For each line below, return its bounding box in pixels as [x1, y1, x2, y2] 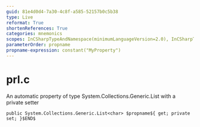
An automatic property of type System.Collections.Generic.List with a [6, 93, 176, 100]
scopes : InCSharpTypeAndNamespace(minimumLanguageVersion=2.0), [6, 36, 169, 42]
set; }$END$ [6, 115, 36, 122]
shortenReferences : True [6, 25, 68, 31]
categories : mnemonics [6, 31, 62, 37]
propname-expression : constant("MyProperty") [6, 47, 121, 53]
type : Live [6, 14, 33, 20]
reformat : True [6, 20, 44, 26]
